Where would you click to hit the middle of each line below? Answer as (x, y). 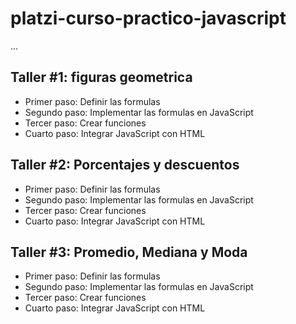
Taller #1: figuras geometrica (101, 77)
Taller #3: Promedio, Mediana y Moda (129, 252)
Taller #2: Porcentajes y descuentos (125, 165)
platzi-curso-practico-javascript (148, 18)
